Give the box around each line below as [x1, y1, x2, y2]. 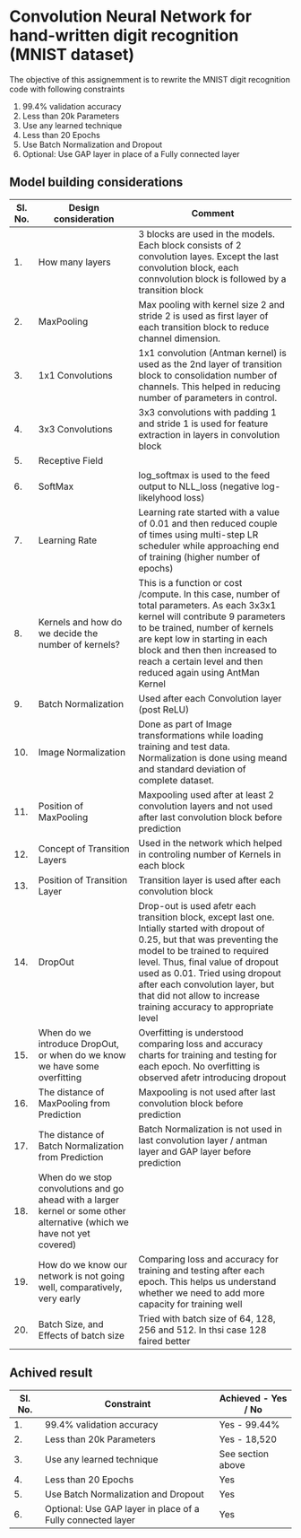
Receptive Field [38, 454, 104, 467]
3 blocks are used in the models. [138, 227, 276, 240]
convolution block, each [138, 261, 239, 274]
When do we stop [38, 1171, 113, 1184]
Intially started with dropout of [138, 922, 265, 934]
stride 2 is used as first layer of [138, 310, 269, 322]
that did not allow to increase [138, 989, 260, 1001]
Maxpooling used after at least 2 [138, 788, 275, 800]
